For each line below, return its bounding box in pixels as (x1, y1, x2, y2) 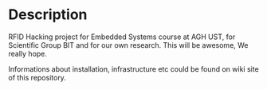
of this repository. (8, 72, 66, 82)
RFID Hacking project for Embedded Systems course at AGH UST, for (8, 32, 236, 41)
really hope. (8, 49, 48, 58)
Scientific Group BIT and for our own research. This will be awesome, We (8, 40, 249, 49)
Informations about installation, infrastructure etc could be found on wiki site (8, 64, 259, 73)
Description (8, 6, 88, 24)
